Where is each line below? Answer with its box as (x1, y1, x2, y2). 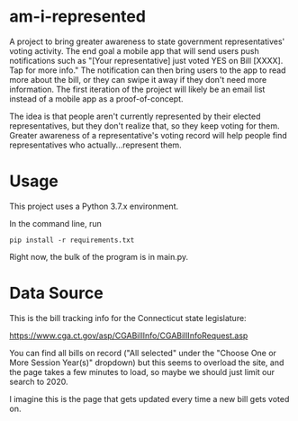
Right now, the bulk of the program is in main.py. (9, 251, 189, 262)
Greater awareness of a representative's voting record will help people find (9, 130, 288, 140)
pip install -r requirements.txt (9, 236, 135, 245)
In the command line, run (9, 218, 102, 228)
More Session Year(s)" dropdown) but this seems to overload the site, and (9, 357, 284, 368)
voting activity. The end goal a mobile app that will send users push (9, 45, 259, 56)
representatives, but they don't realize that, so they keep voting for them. (9, 120, 281, 131)
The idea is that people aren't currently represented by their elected (9, 111, 261, 121)
